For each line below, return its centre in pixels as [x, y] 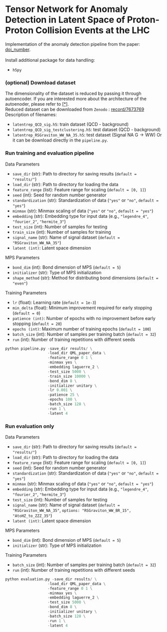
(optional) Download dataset [40, 82]
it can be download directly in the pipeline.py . [60, 140]
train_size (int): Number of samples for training [62, 232]
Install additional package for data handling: [50, 60]
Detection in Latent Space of [65, 20]
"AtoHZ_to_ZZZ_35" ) [32, 515]
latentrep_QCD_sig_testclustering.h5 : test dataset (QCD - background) [86, 130]
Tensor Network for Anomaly [67, 9]
